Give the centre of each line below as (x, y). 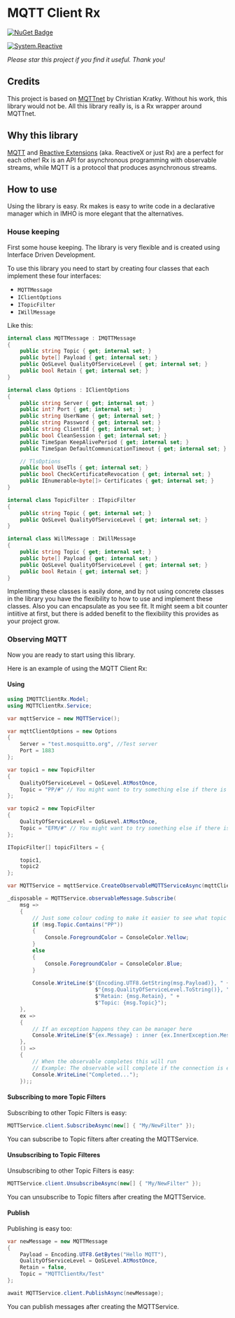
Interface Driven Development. (51, 255)
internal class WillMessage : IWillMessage (72, 539)
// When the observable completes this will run (105, 1061)
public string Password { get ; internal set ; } (90, 422)
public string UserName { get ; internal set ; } (90, 416)
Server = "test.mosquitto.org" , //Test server (89, 744)
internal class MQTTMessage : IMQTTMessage (72, 338)
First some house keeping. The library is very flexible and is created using (114, 247)
